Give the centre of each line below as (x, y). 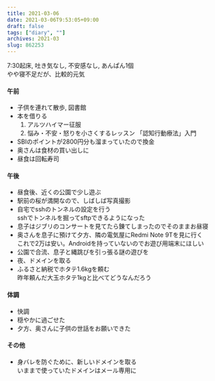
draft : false (26, 26)
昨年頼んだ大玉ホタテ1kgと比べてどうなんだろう (84, 278)
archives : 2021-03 (33, 39)
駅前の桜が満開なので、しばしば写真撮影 (74, 201)
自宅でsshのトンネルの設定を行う (64, 209)
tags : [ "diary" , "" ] (37, 32)
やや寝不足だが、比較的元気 (46, 74)
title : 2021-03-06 (33, 13)
